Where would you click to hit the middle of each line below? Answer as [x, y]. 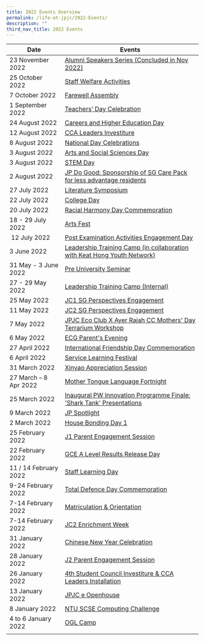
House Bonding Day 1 [96, 423]
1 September [28, 105]
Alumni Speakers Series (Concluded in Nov [127, 60]
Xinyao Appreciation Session [106, 368]
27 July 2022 [29, 190]
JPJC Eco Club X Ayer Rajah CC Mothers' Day [130, 320]
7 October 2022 [33, 96]
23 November [29, 60]
